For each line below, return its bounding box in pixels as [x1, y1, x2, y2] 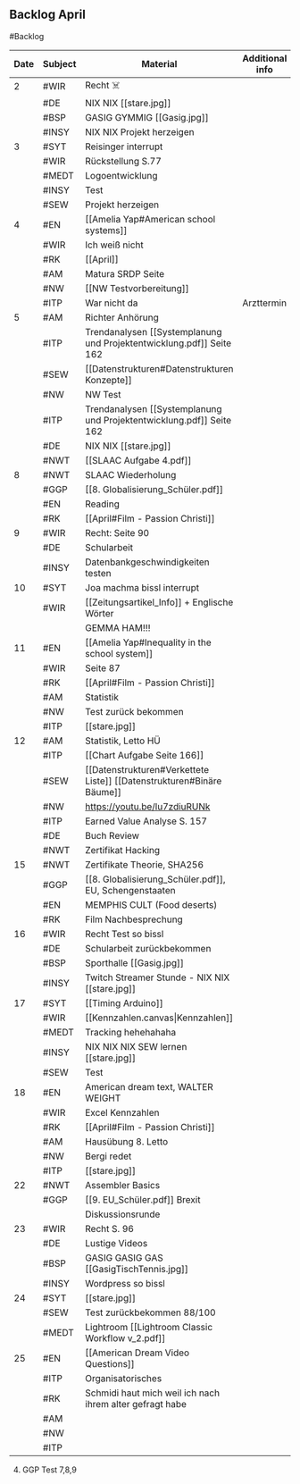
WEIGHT [84, 1092, 121, 1104]
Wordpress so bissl [84, 1277, 165, 1289]
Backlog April [9, 7, 87, 22]
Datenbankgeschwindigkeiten [84, 556, 210, 568]
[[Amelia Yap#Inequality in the [84, 636, 212, 649]
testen [84, 566, 112, 579]
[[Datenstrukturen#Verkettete [84, 763, 210, 776]
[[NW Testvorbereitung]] [84, 281, 189, 294]
